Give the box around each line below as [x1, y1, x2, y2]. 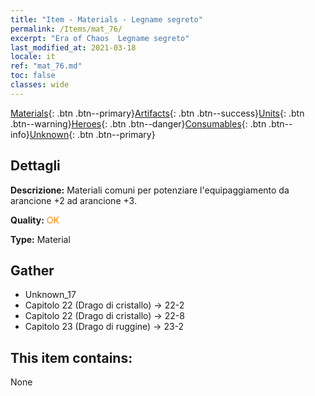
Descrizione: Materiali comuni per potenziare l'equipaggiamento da [10, 184, 290, 196]
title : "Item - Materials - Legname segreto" [10, 14, 203, 25]
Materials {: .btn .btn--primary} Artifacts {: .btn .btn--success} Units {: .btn [10, 107, 305, 119]
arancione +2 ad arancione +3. [10, 194, 137, 206]
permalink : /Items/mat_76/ [10, 24, 123, 34]
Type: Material [10, 233, 71, 245]
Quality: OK [10, 214, 60, 226]
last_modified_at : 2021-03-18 [10, 42, 137, 53]
